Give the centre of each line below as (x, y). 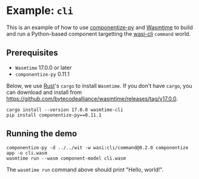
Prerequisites (32, 53)
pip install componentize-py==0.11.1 (54, 115)
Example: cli (40, 11)
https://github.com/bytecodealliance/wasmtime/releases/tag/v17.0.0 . (92, 98)
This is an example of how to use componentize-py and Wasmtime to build (99, 27)
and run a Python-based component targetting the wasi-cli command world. (99, 33)
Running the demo (42, 134)
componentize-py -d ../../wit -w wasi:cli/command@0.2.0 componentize (97, 147)
